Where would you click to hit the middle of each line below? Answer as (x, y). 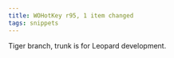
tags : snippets (34, 23)
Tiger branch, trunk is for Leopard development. (87, 45)
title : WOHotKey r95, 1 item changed (71, 15)
